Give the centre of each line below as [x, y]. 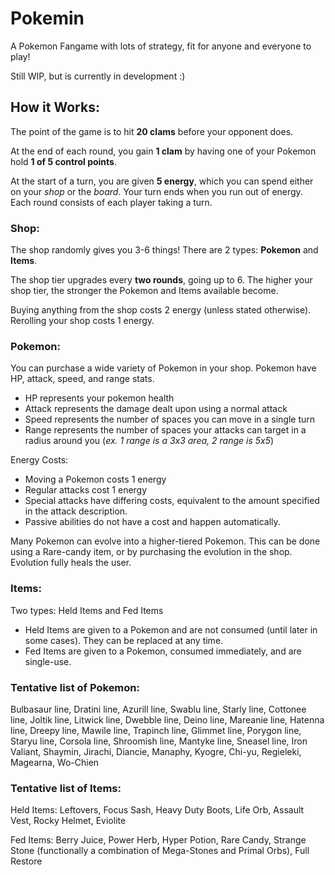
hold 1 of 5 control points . [63, 161]
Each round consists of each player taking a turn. [111, 202]
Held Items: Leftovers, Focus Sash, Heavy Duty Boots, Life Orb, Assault [157, 810]
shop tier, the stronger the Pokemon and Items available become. [144, 291]
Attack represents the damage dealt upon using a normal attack [156, 409]
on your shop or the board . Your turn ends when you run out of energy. [156, 191]
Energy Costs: [39, 460]
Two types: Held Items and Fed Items [87, 610]
